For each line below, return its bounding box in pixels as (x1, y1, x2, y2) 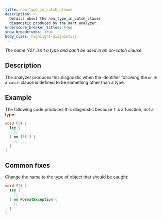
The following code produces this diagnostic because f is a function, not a (5, 106, 154, 112)
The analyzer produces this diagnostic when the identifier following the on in (5, 74, 158, 80)
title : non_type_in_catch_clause (5, 7, 73, 12)
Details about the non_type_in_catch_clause (9, 16, 101, 21)
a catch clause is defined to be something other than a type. (5, 79, 125, 85)
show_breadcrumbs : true (5, 30, 53, 34)
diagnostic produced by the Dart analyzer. (9, 20, 98, 26)
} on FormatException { (9, 197, 57, 202)
